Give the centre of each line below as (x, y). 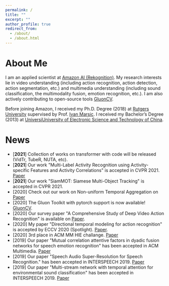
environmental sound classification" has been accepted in (73, 272)
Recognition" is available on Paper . (49, 219)
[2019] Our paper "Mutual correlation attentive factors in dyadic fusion (86, 240)
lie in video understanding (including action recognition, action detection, (81, 83)
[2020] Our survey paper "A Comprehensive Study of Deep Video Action (88, 213)
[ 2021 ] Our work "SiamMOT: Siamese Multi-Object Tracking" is (78, 181)
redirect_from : (21, 29)
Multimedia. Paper (32, 251)
